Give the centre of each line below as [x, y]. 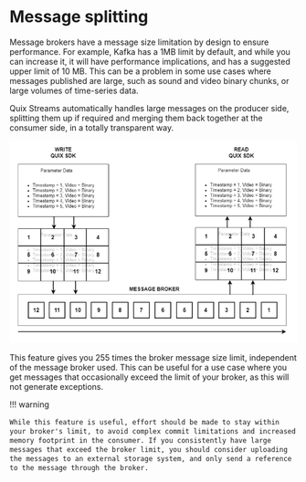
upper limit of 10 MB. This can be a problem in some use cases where [141, 71]
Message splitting [79, 17]
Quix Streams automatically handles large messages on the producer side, [149, 108]
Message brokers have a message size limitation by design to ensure [139, 42]
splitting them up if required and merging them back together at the [136, 118]
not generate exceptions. [57, 386]
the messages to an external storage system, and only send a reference [151, 458]
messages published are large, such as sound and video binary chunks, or [149, 80]
